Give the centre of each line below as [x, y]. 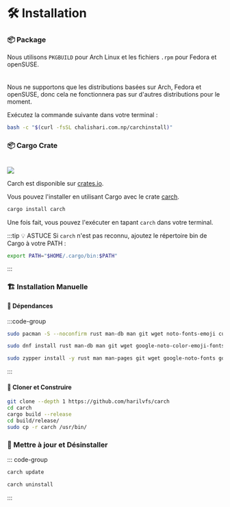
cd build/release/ [33, 421]
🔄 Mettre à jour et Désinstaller [57, 445]
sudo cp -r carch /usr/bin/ [47, 427]
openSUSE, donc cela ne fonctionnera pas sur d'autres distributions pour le [114, 95]
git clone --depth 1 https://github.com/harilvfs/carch [88, 401]
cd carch [20, 408]
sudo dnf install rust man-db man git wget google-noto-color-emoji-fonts [116, 346]
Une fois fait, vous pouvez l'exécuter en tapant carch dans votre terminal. [110, 222]
